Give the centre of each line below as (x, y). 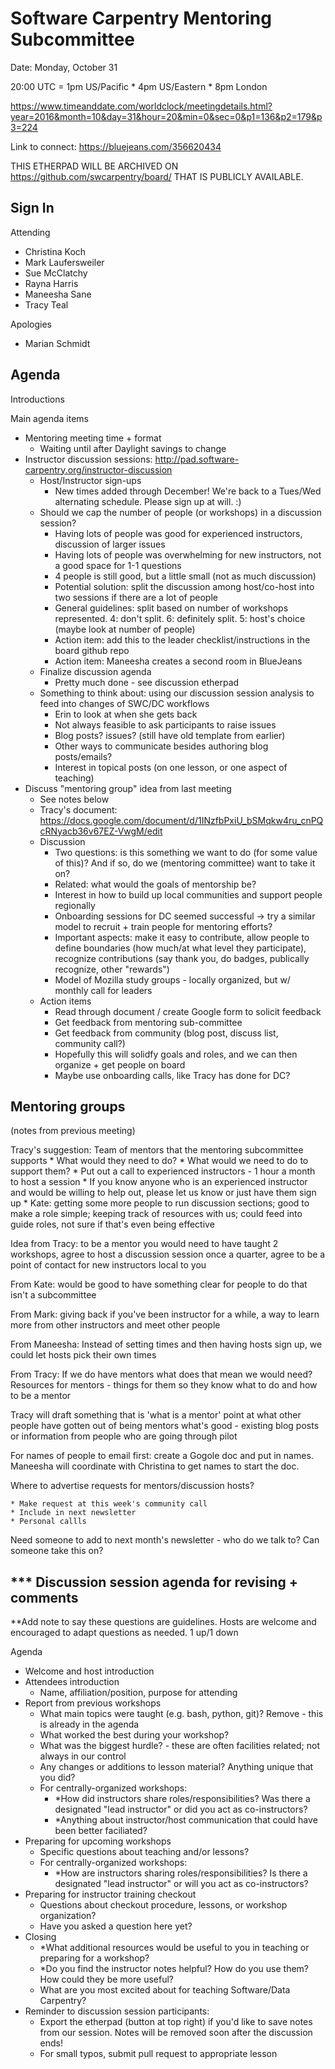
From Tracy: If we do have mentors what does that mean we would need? (161, 1374)
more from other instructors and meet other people (115, 1325)
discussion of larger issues (110, 544)
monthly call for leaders (103, 990)
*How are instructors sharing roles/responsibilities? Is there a (181, 1873)
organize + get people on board (120, 1064)
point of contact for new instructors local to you (108, 1265)
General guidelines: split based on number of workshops (171, 608)
